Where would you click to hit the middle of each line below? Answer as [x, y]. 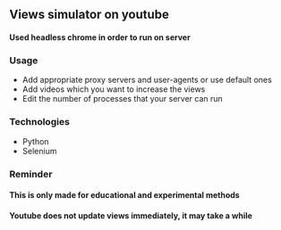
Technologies [39, 122]
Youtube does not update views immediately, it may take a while [131, 215]
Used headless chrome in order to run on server [100, 37]
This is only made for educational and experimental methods [124, 195]
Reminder [31, 174]
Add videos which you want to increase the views [114, 89]
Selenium [39, 151]
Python [35, 141]
